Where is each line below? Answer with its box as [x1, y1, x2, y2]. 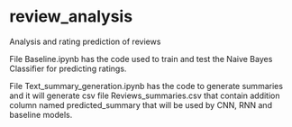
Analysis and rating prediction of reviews [9, 36, 161, 47]
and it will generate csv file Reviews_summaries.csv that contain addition [9, 90, 280, 101]
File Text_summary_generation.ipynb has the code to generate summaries [9, 80, 284, 91]
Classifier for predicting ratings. [9, 63, 127, 74]
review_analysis [9, 6, 133, 27]
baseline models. [9, 109, 73, 120]
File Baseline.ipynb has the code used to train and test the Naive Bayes [9, 53, 273, 64]
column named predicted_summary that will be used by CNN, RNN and [9, 99, 273, 110]
